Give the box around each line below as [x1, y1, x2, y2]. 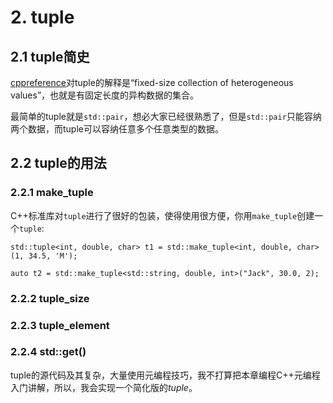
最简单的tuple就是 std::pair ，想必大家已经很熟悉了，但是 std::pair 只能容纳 [10, 111, 322, 122]
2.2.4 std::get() [10, 345, 87, 359]
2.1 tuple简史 [10, 48, 90, 65]
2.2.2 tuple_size [10, 291, 90, 305]
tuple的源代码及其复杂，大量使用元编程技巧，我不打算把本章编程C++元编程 [10, 369, 321, 381]
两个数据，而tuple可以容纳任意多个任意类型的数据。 [10, 123, 224, 135]
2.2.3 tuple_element [10, 318, 110, 332]
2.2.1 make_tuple [10, 186, 94, 200]
